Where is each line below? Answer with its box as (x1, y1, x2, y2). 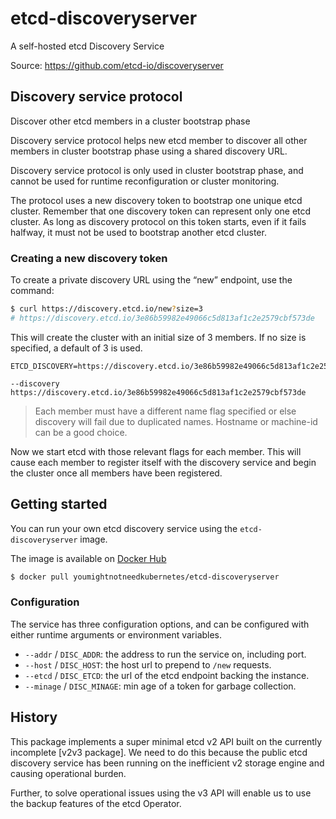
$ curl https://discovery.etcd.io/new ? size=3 (10, 304, 203, 314)
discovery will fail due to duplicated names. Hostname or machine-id (34, 415, 318, 427)
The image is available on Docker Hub (10, 552, 167, 564)
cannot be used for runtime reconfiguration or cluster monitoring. (10, 175, 280, 187)
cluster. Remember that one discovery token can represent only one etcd (10, 205, 312, 217)
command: (10, 285, 55, 297)
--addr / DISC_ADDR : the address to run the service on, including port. (24, 648, 307, 660)
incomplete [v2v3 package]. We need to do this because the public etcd (10, 746, 308, 758)
